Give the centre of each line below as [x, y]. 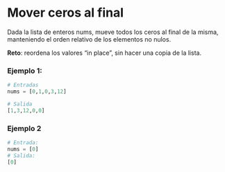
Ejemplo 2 [24, 128]
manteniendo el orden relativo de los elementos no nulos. [89, 39]
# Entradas [23, 85]
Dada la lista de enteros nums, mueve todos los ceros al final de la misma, [113, 32]
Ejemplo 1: [25, 71]
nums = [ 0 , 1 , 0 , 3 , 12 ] [37, 92]
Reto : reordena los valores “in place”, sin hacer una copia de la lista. [105, 53]
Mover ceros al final [65, 13]
